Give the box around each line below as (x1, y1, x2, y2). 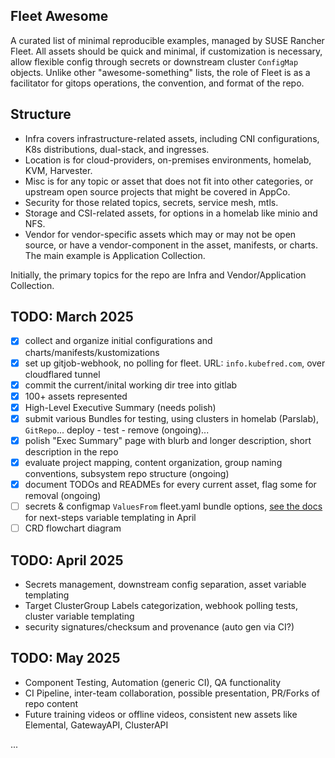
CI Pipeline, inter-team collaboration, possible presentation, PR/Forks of (24, 687, 321, 699)
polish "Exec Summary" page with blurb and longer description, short (24, 434, 312, 446)
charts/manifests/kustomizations (24, 346, 160, 358)
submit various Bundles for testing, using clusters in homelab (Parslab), (24, 412, 319, 424)
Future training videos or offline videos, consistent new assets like (24, 708, 298, 720)
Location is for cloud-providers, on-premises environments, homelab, (24, 154, 312, 166)
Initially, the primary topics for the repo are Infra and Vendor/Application (10, 269, 307, 281)
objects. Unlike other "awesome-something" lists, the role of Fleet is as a (10, 66, 311, 78)
